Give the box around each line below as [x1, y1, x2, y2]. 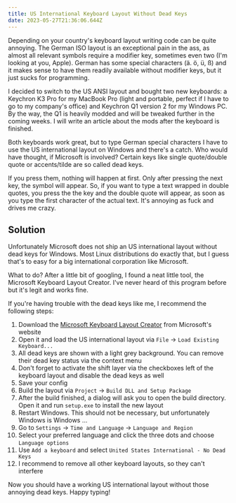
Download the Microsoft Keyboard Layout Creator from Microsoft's [18, 321, 212, 329]
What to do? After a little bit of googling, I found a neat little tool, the [8, 271, 204, 279]
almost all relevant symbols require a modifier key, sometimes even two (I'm [8, 51, 228, 60]
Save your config [18, 379, 68, 387]
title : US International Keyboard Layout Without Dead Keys [8, 10, 188, 18]
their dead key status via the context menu [18, 356, 143, 365]
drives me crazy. [8, 203, 56, 212]
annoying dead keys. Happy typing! [8, 488, 111, 497]
